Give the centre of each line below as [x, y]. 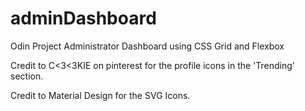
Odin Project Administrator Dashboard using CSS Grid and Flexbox [147, 46]
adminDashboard [83, 18]
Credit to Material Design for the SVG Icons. [100, 95]
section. [27, 76]
